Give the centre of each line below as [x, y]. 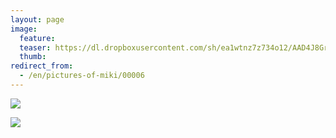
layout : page [37, 19]
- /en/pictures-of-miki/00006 [82, 76]
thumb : [33, 57]
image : [24, 29]
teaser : [35, 47]
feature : [37, 38]
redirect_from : [42, 66]
